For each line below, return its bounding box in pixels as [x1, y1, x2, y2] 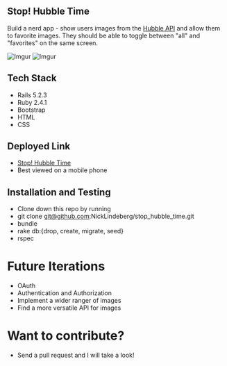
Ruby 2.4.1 [17, 98, 47, 106]
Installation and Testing [7, 186, 111, 198]
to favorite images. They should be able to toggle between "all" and [7, 31, 201, 40]
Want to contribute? [7, 328, 125, 344]
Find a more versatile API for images [17, 303, 121, 312]
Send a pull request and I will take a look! [17, 351, 135, 360]
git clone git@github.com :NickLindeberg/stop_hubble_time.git [17, 212, 194, 221]
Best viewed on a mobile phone [17, 166, 108, 174]
